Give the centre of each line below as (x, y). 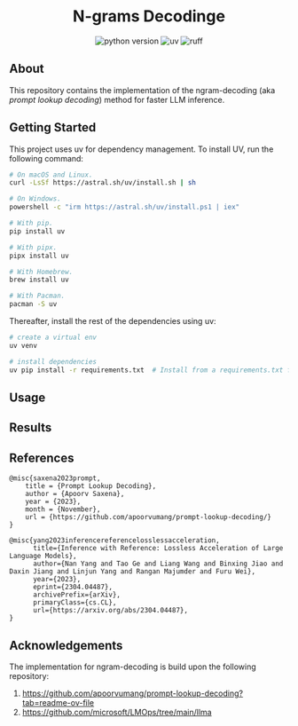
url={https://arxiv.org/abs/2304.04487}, (110, 611)
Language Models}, (43, 556)
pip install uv (37, 231)
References (42, 458)
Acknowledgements (66, 645)
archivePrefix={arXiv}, (77, 595)
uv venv (24, 345)
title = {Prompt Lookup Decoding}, (91, 486)
